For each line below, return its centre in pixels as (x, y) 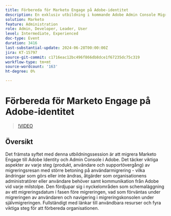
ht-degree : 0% (20, 72)
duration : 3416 (21, 43)
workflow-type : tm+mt (28, 62)
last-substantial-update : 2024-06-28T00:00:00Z (57, 48)
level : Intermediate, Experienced (42, 34)
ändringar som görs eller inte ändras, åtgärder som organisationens (76, 175)
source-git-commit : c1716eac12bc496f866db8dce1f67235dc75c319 (73, 57)
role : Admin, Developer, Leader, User (46, 29)
